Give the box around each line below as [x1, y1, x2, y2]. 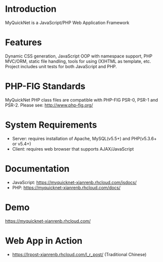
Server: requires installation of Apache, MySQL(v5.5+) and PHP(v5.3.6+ [12, 135, 157, 141]
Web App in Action [5, 235, 83, 246]
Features [5, 37, 42, 48]
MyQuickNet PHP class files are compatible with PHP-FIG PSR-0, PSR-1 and [5, 97, 158, 103]
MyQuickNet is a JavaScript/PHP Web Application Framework [5, 20, 130, 26]
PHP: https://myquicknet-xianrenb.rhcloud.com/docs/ [12, 184, 121, 190]
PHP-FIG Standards [5, 81, 86, 92]
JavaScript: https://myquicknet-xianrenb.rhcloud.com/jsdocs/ [12, 179, 137, 185]
